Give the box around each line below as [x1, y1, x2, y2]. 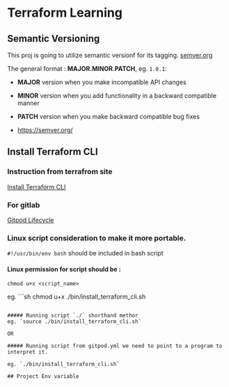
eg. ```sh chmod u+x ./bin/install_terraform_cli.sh [7, 292, 146, 301]
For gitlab [7, 200, 40, 210]
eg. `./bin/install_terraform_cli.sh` [7, 361, 120, 368]
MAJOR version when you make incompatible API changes [17, 78, 187, 86]
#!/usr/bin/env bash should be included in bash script [7, 249, 164, 258]
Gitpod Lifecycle [7, 216, 54, 224]
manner [17, 99, 40, 107]
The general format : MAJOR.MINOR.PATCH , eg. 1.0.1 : [7, 65, 167, 72]
